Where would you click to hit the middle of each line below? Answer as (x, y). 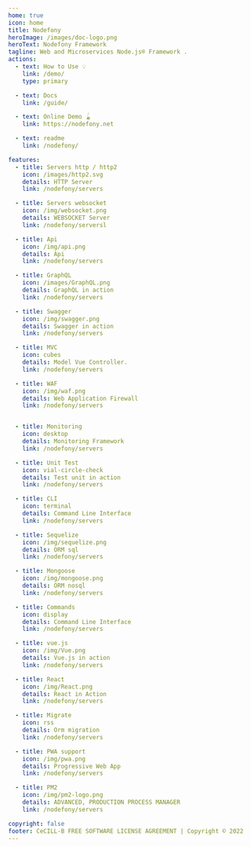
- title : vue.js (42, 643)
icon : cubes (42, 355)
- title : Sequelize (47, 535)
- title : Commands (45, 607)
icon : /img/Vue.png (54, 651)
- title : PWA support (51, 751)
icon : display (45, 614)
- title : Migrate (44, 716)
